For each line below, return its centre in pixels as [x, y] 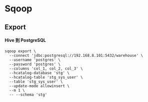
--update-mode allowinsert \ [39, 86]
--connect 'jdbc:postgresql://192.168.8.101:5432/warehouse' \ [76, 55]
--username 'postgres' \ [35, 60]
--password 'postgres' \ [35, 64]
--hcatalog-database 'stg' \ [39, 73]
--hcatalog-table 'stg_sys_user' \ [46, 77]
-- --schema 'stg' [28, 95]
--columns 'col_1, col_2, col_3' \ [46, 68]
